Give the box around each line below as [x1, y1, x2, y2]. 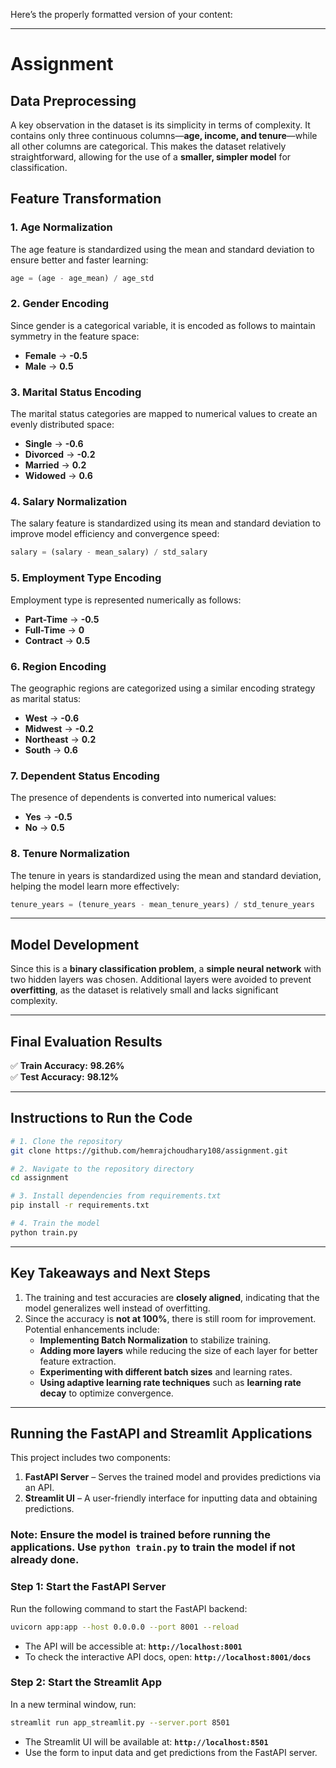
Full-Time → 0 [24, 624, 85, 636]
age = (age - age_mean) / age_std [10, 273, 155, 283]
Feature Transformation [10, 190, 162, 208]
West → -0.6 [24, 712, 80, 724]
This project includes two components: [10, 1452, 172, 1464]
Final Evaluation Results [10, 1033, 163, 1050]
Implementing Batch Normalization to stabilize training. [39, 1334, 272, 1346]
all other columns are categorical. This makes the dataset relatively [10, 140, 287, 152]
